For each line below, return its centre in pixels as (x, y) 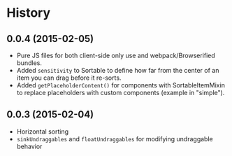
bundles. (29, 63)
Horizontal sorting (43, 132)
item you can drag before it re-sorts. (69, 78)
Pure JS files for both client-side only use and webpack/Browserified (116, 55)
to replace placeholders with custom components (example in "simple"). (121, 93)
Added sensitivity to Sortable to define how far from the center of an (118, 70)
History (29, 13)
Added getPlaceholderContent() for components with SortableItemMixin (121, 85)
